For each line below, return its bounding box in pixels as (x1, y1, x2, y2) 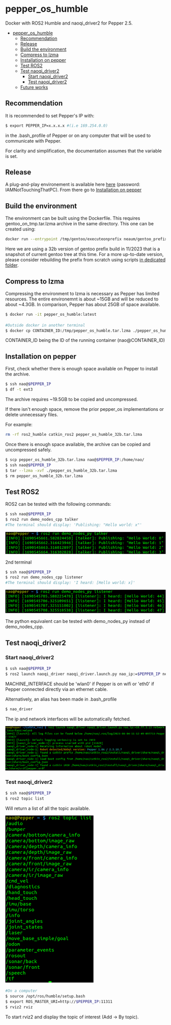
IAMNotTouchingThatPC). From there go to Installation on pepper (5, 187, 141, 193)
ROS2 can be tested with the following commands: (5, 501, 111, 507)
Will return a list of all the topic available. (5, 805, 91, 811)
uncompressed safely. (5, 447, 52, 453)
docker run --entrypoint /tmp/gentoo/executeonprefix (5, 237, 122, 242)
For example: (5, 422, 33, 427)
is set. (5, 153, 18, 159)
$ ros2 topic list (5, 796, 44, 801)
